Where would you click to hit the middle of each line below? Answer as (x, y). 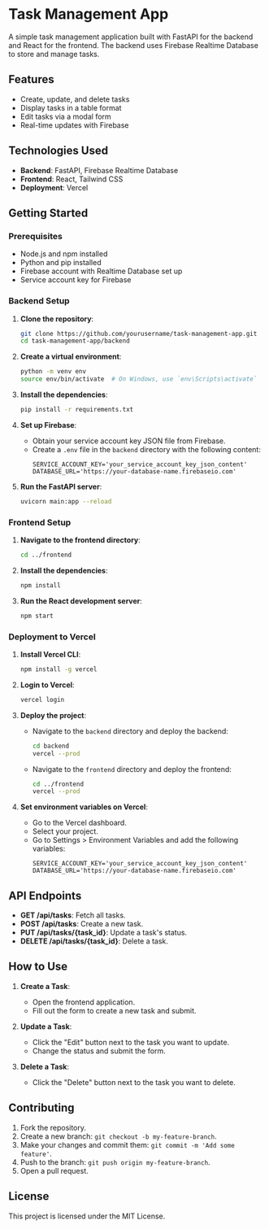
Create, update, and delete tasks (75, 99)
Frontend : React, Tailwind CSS (72, 179)
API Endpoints (45, 896)
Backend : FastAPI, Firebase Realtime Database (99, 170)
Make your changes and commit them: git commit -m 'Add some (128, 1144)
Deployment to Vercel (52, 637)
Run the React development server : (81, 601)
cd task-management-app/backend (75, 341)
